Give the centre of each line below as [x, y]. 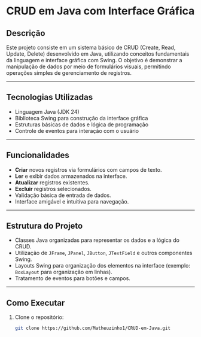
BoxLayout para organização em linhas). [63, 272]
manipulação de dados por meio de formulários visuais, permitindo [89, 66]
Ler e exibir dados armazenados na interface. [71, 176]
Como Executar [36, 303]
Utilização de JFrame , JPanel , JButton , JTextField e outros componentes [103, 253]
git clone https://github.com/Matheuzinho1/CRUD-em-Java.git [93, 328]
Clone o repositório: [39, 317]
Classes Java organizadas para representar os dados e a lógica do [97, 240]
